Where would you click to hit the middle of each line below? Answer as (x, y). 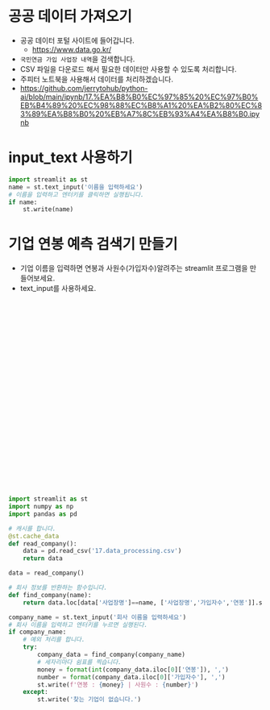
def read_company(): (43, 544)
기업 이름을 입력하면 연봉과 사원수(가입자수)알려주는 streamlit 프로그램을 (134, 268)
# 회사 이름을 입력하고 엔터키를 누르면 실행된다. (78, 625)
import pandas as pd (43, 514)
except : (35, 692)
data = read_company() (46, 573)
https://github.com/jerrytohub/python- (84, 88)
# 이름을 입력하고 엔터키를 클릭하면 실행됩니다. (76, 194)
